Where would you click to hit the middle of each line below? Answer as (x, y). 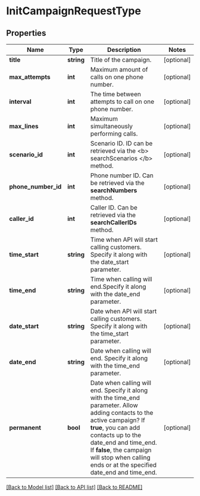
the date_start (110, 262)
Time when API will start (124, 240)
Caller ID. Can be (114, 207)
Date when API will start (124, 311)
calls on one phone (117, 77)
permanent (25, 428)
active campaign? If (118, 420)
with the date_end (115, 294)
